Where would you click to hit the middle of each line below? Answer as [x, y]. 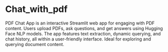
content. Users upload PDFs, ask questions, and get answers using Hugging [84, 28]
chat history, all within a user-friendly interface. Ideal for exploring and [78, 39]
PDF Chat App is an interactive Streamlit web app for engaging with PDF [80, 23]
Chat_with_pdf [36, 9]
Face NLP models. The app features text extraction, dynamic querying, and [83, 33]
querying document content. [35, 44]
